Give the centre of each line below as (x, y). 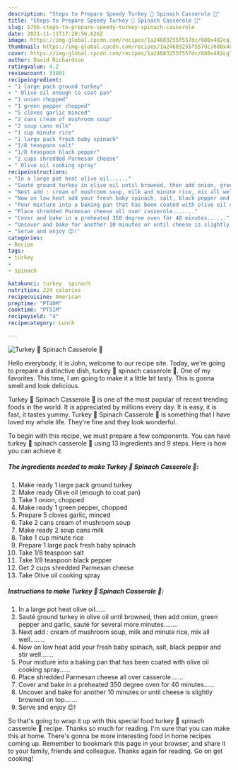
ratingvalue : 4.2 (34, 67)
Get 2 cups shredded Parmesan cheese (76, 567)
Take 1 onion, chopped (51, 499)
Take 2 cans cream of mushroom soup (74, 522)
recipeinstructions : (38, 172)
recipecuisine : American (44, 297)
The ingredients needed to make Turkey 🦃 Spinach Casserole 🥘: (103, 467)
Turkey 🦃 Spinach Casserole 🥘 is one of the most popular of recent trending (118, 399)
